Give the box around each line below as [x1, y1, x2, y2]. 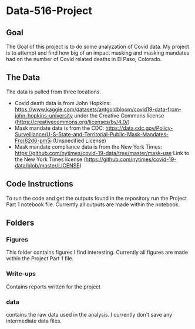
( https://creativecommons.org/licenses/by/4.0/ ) [14, 118, 130, 125]
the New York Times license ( [14, 156, 86, 163]
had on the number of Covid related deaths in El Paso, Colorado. [6, 56, 162, 62]
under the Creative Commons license [74, 112, 164, 119]
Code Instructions [6, 179, 73, 189]
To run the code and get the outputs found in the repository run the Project [6, 194, 187, 202]
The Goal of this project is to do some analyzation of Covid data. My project [6, 43, 189, 50]
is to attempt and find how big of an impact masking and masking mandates [6, 49, 190, 56]
